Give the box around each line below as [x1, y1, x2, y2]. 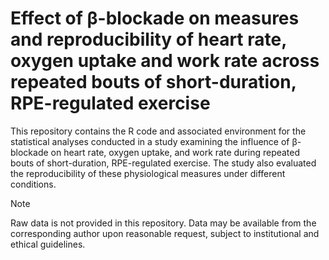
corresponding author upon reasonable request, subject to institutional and [10, 227, 320, 239]
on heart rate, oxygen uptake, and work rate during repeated [50, 146, 301, 158]
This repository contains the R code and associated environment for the [10, 125, 307, 137]
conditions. [10, 178, 57, 190]
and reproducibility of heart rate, [10, 28, 287, 51]
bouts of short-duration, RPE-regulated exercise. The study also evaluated [10, 157, 317, 169]
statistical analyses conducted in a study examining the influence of [10, 135, 290, 147]
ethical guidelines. [10, 238, 86, 250]
